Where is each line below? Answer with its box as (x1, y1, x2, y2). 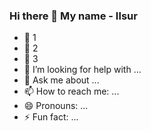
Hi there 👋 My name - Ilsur (9, 9, 138, 23)
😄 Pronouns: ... (23, 100, 89, 112)
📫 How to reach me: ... (23, 85, 120, 98)
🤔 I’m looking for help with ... (23, 64, 142, 76)
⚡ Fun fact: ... (23, 111, 79, 123)
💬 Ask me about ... (23, 74, 100, 86)
